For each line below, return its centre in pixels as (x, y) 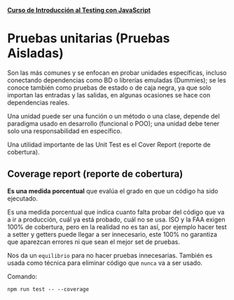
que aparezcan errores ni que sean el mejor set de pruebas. (94, 242)
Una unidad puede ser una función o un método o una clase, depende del (113, 116)
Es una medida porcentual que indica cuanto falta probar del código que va (116, 212)
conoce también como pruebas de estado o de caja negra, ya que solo (109, 88)
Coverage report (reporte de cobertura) (95, 174)
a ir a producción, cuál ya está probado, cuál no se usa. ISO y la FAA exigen (116, 219)
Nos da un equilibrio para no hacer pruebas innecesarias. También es (110, 255)
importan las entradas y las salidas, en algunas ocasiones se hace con (109, 95)
